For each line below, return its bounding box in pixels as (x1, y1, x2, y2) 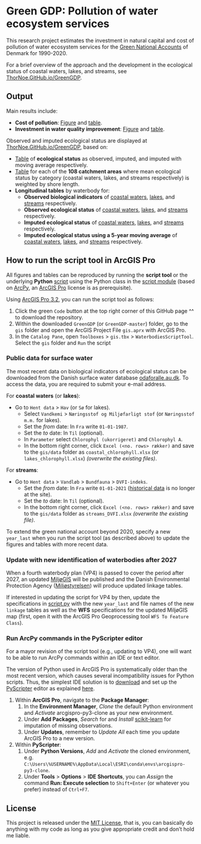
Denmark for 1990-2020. (6, 49, 68, 56)
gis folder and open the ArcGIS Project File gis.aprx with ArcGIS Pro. (14, 326, 187, 334)
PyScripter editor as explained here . (6, 685, 95, 692)
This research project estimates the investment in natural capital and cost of (6, 37, 194, 44)
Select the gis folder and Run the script (14, 339, 111, 346)
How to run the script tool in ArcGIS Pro (6, 255, 156, 265)
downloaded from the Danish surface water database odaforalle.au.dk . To (6, 374, 189, 381)
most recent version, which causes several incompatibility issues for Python (6, 672, 194, 680)
